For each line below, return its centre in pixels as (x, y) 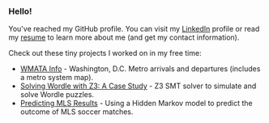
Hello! (20, 11)
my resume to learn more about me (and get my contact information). (124, 37)
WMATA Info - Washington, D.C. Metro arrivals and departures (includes (140, 69)
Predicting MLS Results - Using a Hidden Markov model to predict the (136, 104)
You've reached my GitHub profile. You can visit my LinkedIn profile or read (134, 29)
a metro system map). (57, 78)
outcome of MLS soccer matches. (77, 112)
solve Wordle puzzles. (57, 95)
